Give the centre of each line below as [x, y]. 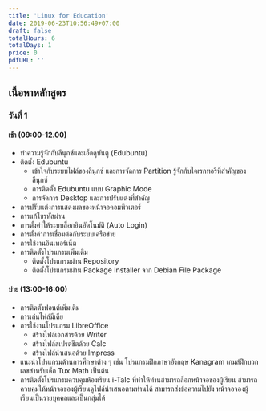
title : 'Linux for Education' [59, 16]
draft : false [30, 30]
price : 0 [23, 53]
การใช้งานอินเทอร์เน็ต [48, 243]
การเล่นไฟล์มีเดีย [42, 316]
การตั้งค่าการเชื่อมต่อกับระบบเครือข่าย [68, 234]
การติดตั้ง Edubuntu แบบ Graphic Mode [92, 189]
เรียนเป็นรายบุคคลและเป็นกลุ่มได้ [62, 397]
